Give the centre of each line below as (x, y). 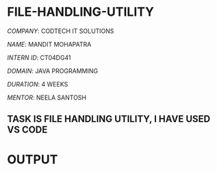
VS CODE (27, 130)
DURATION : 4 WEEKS (38, 84)
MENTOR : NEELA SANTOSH (47, 98)
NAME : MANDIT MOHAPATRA (49, 44)
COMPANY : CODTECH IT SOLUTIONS (61, 31)
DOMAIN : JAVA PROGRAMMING (52, 71)
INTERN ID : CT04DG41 (39, 57)
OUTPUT (33, 159)
